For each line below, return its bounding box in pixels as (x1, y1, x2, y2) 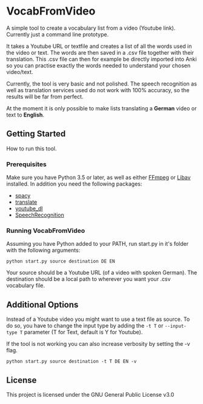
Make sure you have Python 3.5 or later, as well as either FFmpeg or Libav (6, 174, 191, 181)
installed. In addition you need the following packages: (6, 180, 142, 187)
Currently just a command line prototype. (6, 30, 109, 38)
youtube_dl (15, 205, 44, 212)
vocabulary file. (6, 282, 45, 289)
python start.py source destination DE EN (6, 258, 115, 264)
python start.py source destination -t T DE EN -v (6, 359, 137, 365)
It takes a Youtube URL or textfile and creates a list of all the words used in (6, 42, 192, 50)
